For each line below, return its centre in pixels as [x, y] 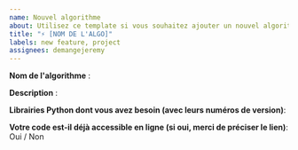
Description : [34, 93]
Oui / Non [27, 137]
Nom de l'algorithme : [50, 75]
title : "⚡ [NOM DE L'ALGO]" [61, 34]
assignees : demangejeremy [57, 51]
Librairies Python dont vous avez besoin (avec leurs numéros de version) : [148, 110]
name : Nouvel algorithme [55, 17]
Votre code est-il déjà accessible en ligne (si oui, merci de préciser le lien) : [149, 127]
